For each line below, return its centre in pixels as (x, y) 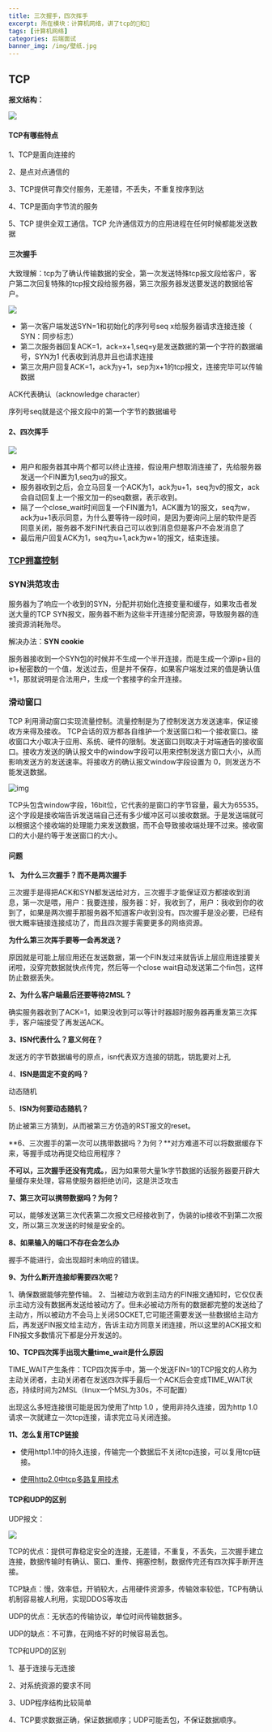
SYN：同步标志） (49, 336)
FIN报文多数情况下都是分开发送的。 (68, 1335)
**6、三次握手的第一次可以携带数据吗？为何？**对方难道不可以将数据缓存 (132, 1143)
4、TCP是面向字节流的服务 (53, 206)
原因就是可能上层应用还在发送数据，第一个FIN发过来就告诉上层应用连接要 (131, 957)
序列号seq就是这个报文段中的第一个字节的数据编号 (93, 412)
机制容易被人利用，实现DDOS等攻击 (68, 1599)
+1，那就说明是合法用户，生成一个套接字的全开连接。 (97, 678)
